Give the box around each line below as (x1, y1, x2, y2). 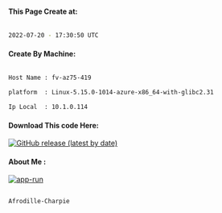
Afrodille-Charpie (8, 198, 70, 206)
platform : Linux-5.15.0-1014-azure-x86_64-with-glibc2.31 (8, 89, 215, 97)
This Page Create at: (8, 6, 78, 16)
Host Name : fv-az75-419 (8, 73, 92, 82)
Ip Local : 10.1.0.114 (8, 103, 88, 111)
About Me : (8, 157, 47, 166)
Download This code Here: (8, 120, 99, 130)
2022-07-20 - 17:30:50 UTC (8, 31, 99, 40)
